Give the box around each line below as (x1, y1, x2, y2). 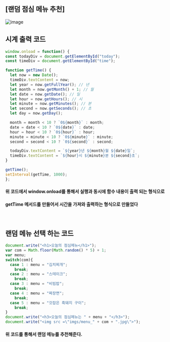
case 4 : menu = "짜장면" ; (10, 291, 65, 296)
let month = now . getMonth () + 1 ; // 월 (10, 87, 94, 92)
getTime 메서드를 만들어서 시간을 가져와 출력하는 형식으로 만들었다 (5, 201, 138, 207)
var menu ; (5, 252, 27, 258)
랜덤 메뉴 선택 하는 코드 (5, 229, 74, 238)
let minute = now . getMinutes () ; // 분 (10, 101, 92, 106)
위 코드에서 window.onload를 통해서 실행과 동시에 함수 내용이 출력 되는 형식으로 (5, 188, 165, 195)
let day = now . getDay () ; (10, 111, 63, 116)
